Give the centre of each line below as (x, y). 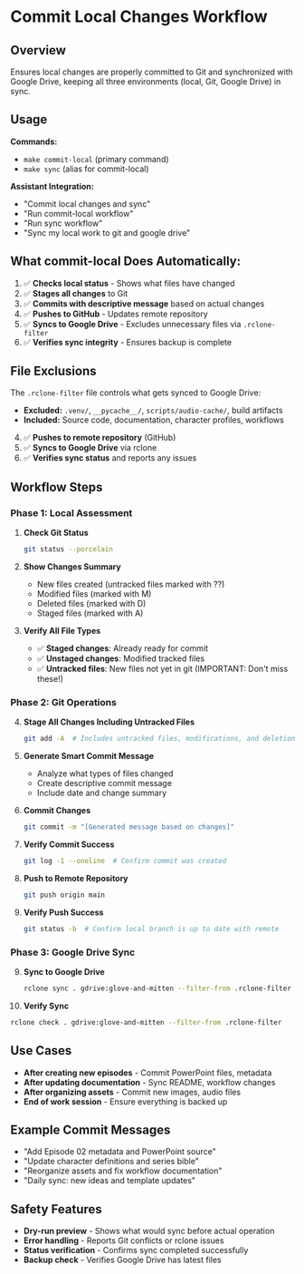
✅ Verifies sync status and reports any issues (110, 458)
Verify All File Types (62, 631)
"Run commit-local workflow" (78, 213)
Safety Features (56, 1209)
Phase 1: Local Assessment (71, 512)
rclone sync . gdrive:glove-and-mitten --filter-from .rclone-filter (157, 988)
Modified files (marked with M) (94, 594)
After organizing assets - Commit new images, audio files (132, 1092)
